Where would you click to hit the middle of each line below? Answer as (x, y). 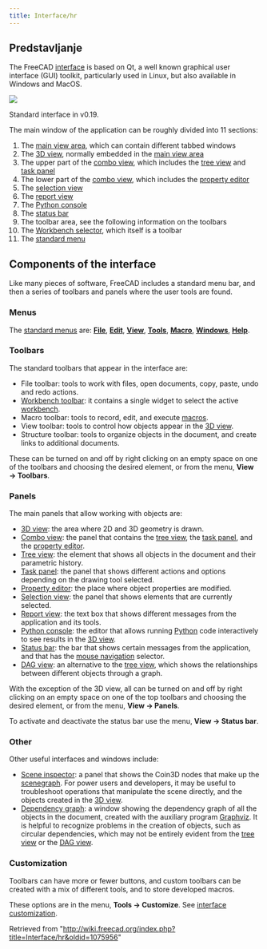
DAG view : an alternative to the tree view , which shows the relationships (139, 665)
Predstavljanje (46, 48)
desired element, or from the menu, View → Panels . (94, 706)
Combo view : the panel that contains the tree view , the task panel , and (136, 538)
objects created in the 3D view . (72, 800)
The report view (47, 197)
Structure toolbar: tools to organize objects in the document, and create (139, 434)
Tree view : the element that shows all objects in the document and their (138, 554)
